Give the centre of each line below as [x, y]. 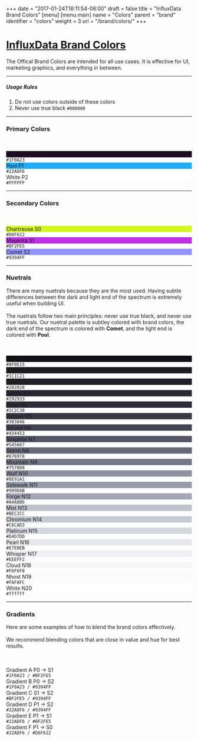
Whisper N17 [22, 553]
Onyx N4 [17, 404]
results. [15, 646]
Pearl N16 [18, 542]
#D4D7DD [16, 536]
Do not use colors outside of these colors [65, 102]
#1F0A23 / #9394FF [29, 687]
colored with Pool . [28, 334]
